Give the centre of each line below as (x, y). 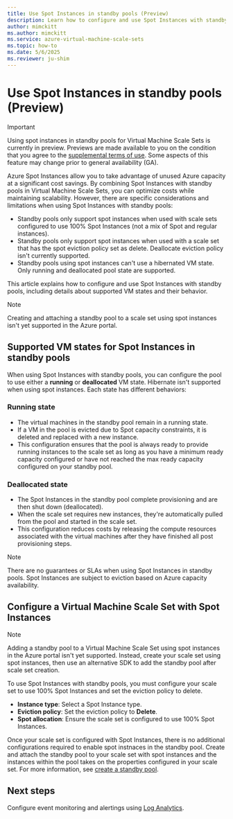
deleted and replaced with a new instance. (78, 437)
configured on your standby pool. (65, 466)
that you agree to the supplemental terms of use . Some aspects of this (108, 155)
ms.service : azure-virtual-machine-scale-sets (76, 39)
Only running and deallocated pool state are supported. (96, 270)
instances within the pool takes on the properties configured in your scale (112, 761)
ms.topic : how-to (32, 46)
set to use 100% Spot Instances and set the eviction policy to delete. (105, 691)
